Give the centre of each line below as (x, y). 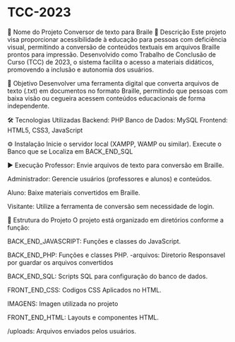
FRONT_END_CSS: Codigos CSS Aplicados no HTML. (85, 290)
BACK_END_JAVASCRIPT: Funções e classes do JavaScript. (94, 241)
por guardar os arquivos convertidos (60, 262)
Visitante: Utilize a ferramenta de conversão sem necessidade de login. (111, 206)
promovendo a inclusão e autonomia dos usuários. (80, 69)
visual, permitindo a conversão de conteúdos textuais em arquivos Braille (114, 47)
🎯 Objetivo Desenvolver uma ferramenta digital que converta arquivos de (113, 83)
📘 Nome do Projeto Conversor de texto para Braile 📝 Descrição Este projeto (117, 32)
